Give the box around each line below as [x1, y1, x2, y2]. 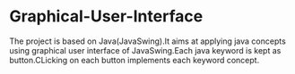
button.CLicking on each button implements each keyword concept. [9, 54, 260, 65]
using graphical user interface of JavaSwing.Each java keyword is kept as [9, 45, 282, 55]
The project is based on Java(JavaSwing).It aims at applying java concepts [9, 36, 287, 46]
